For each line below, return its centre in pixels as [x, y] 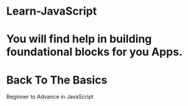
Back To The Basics [57, 80]
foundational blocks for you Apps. [95, 52]
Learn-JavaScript [52, 11]
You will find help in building [79, 39]
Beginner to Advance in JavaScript [50, 97]
